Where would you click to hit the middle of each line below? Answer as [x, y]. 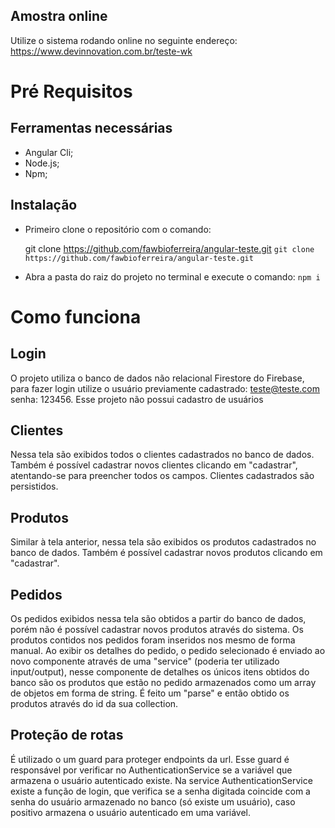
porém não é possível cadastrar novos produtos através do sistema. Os [157, 630]
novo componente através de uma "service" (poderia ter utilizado [145, 661]
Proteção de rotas [67, 735]
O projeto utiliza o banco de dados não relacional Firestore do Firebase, [157, 378]
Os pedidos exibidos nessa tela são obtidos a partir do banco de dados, [158, 619]
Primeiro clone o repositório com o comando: [118, 229]
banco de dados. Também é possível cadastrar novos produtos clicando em [166, 553]
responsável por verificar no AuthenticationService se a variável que [151, 770]
